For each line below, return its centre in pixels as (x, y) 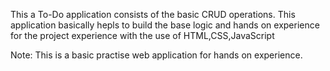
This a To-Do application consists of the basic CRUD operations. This (153, 14)
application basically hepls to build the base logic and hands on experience (165, 25)
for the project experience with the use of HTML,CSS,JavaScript (142, 35)
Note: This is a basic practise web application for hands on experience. (156, 55)
